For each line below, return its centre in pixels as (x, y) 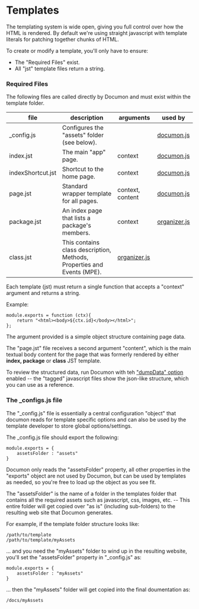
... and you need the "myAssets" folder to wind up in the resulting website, (97, 551)
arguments (134, 118)
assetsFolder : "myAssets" (50, 573)
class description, (86, 250)
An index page (82, 211)
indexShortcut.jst (33, 173)
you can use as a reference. (40, 385)
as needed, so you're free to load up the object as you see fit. (81, 482)
